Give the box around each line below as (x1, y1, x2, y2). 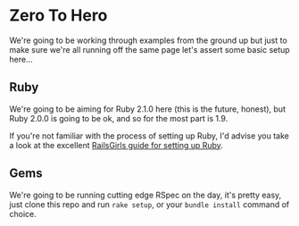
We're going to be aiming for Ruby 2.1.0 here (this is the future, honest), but (9, 104, 286, 114)
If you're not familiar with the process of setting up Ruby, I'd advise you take (9, 130, 290, 141)
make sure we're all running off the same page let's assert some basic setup (9, 44, 290, 54)
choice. (9, 208, 37, 219)
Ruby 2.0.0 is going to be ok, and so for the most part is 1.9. (9, 113, 228, 123)
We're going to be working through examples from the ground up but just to (9, 35, 287, 46)
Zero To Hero (9, 5, 108, 26)
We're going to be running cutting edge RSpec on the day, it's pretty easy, (9, 189, 282, 200)
